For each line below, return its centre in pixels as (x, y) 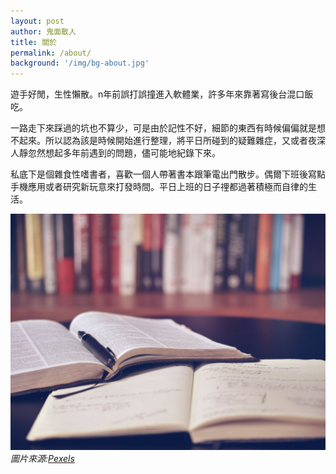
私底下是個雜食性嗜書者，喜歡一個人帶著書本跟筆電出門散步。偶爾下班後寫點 (168, 174)
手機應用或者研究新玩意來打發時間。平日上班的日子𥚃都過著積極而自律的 (159, 187)
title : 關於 (33, 42)
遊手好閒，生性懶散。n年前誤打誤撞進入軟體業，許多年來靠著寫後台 (149, 94)
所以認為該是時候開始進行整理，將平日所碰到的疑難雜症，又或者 (176, 141)
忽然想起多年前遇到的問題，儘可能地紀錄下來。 (124, 153)
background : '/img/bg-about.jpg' (80, 63)
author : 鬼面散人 (43, 31)
